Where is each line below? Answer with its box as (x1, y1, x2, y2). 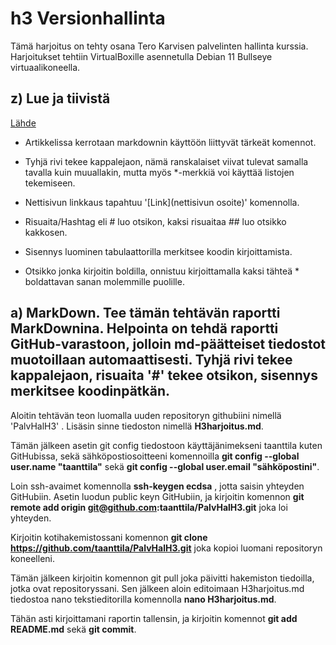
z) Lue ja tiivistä (10, 90, 111, 107)
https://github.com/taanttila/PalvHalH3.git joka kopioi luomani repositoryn (10, 542, 323, 554)
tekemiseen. (24, 177, 76, 189)
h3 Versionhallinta (10, 7, 166, 30)
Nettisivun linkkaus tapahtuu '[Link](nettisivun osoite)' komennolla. (24, 196, 300, 208)
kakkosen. (24, 226, 68, 238)
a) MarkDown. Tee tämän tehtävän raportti (10, 305, 281, 322)
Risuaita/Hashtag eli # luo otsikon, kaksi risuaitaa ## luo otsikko (24, 215, 287, 227)
